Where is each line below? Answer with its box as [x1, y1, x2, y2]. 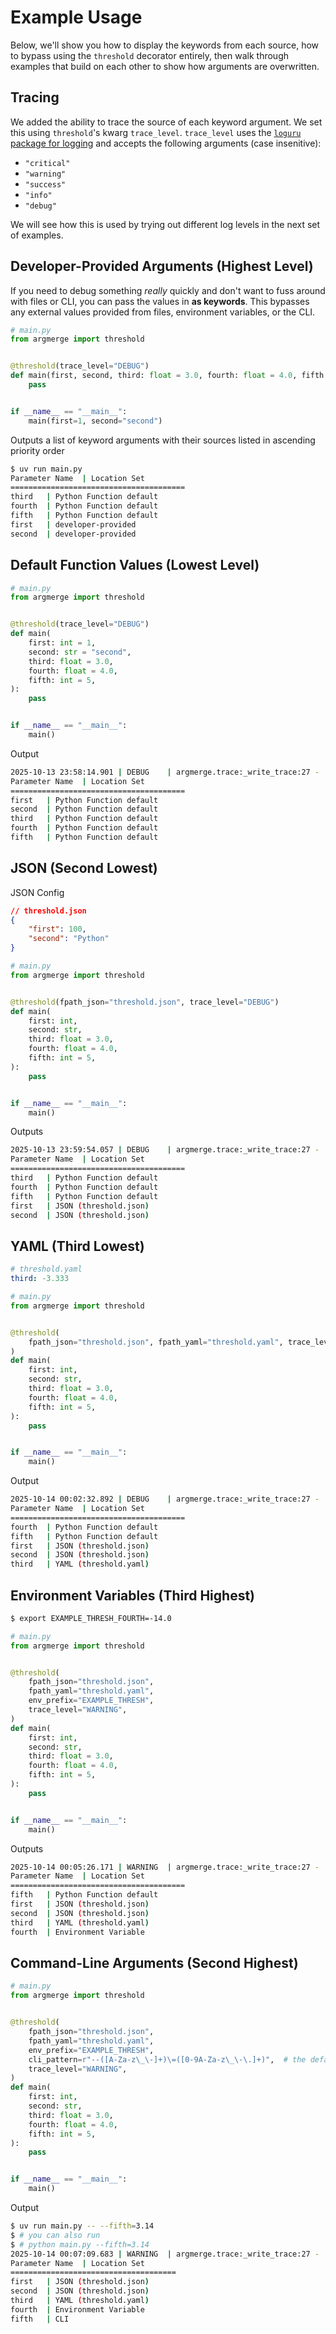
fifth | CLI [10, 2314, 70, 2324]
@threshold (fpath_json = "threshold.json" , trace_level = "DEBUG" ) [10, 997, 280, 1007]
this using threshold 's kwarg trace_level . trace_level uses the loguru [10, 126, 302, 138]
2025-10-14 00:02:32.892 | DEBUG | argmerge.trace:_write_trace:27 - [10, 1494, 320, 1505]
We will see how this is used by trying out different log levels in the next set [10, 218, 321, 230]
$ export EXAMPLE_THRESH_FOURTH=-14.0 [10, 1613, 172, 1623]
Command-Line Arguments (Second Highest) [10, 1954, 299, 1971]
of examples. [10, 229, 64, 241]
